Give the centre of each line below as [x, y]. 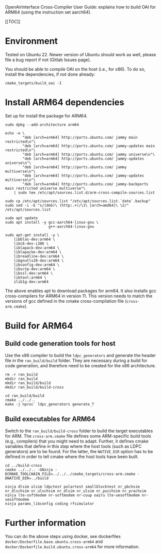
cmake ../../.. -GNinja [29, 470]
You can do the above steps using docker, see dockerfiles [63, 536]
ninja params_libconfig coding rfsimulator [50, 504]
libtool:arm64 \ [30, 277]
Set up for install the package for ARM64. [46, 115]
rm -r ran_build [21, 375]
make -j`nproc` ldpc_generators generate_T [50, 404]
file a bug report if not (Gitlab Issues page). [48, 60]
